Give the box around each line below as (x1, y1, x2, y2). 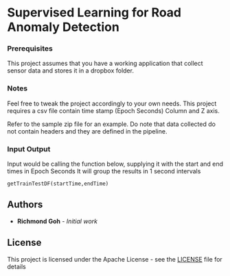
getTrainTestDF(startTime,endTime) (7, 180, 109, 188)
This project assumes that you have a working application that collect (7, 60, 204, 68)
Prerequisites (7, 44, 53, 53)
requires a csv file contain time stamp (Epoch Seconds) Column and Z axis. (7, 106, 220, 114)
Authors (7, 199, 43, 210)
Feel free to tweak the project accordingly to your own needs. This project (7, 99, 217, 108)
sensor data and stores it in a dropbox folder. (7, 66, 134, 75)
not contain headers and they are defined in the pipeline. (7, 127, 168, 135)
